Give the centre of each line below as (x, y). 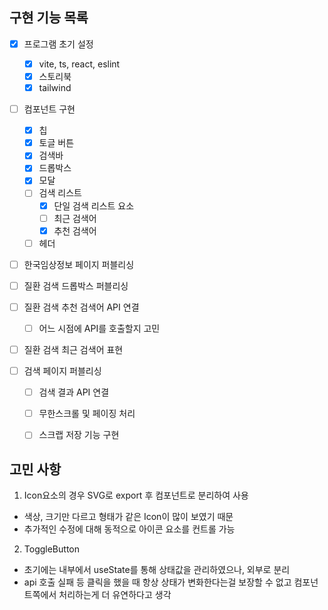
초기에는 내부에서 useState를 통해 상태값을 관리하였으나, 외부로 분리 (157, 570)
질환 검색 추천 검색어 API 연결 (81, 307)
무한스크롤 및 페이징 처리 (87, 414)
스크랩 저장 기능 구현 (79, 435)
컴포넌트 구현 (49, 109)
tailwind (55, 87)
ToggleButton (51, 549)
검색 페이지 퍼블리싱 (62, 371)
